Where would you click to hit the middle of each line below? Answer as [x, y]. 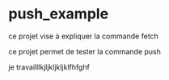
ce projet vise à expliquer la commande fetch [84, 36]
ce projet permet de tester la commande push [85, 51]
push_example [59, 14]
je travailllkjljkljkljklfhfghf [49, 67]
